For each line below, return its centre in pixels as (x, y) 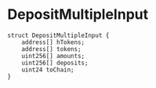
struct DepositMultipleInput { (58, 35)
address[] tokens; (51, 49)
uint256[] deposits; (55, 63)
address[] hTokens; (53, 42)
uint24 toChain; (48, 70)
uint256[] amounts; (53, 56)
